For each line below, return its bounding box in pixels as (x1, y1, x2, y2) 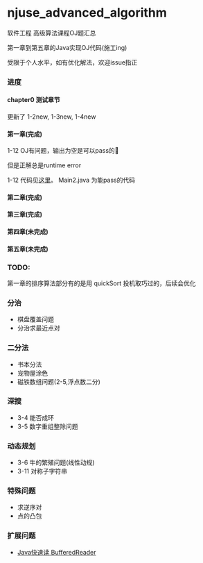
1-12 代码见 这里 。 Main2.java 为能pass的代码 (7, 176, 135, 185)
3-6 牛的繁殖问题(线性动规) (17, 458, 95, 467)
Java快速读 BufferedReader (17, 548, 96, 556)
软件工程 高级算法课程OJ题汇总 (7, 28, 96, 37)
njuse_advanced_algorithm (7, 5, 168, 21)
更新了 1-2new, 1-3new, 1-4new (7, 112, 96, 121)
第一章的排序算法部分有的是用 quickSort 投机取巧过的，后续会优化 (7, 279, 196, 287)
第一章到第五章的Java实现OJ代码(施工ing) (7, 43, 127, 51)
